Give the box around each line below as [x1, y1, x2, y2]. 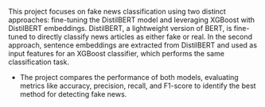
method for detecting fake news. [19, 90, 127, 98]
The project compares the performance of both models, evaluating [19, 73, 239, 82]
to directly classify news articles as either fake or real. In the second [29, 32, 253, 41]
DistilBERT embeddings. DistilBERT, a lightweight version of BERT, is [8, 24, 232, 32]
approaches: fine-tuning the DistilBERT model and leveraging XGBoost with [8, 15, 255, 25]
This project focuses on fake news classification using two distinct [8, 7, 227, 16]
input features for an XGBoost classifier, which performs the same [8, 49, 225, 58]
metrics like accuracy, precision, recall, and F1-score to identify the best [19, 81, 256, 90]
